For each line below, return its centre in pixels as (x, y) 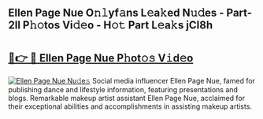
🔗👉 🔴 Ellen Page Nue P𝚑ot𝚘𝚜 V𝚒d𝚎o (101, 58)
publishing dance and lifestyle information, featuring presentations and (123, 89)
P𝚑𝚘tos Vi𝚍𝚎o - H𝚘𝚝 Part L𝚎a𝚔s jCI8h (118, 26)
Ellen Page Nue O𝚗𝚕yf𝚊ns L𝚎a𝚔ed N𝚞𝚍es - (116, 13)
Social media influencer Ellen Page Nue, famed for (174, 81)
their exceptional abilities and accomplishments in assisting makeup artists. (130, 106)
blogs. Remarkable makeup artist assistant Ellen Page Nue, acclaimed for (127, 98)
